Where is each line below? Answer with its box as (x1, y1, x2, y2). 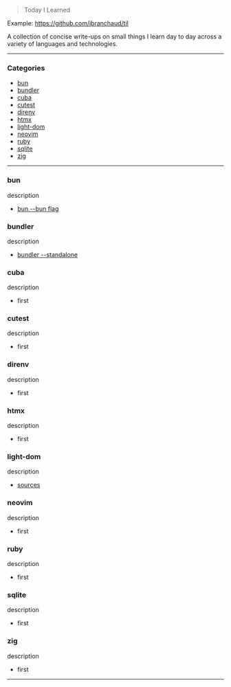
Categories (7, 63, 45, 73)
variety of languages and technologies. (7, 40, 118, 47)
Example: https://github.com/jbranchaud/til (7, 19, 129, 27)
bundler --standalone (16, 250, 78, 258)
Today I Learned (23, 6, 71, 14)
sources (16, 481, 41, 489)
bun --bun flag (16, 204, 59, 212)
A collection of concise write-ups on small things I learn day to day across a (7, 32, 222, 41)
